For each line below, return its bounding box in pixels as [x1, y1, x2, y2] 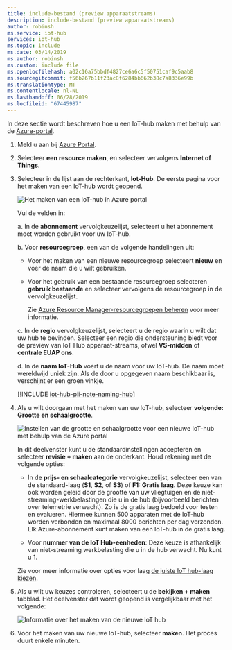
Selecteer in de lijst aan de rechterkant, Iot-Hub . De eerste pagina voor [17, 174, 220, 182]
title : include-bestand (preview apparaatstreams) [7, 10, 157, 17]
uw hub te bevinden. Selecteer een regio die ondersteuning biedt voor [17, 334, 218, 342]
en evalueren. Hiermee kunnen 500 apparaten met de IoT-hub [27, 510, 204, 518]
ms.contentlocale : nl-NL [7, 87, 79, 94]
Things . [17, 161, 40, 169]
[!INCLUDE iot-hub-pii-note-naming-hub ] [17, 390, 136, 398]
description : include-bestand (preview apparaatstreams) [7, 17, 175, 24]
